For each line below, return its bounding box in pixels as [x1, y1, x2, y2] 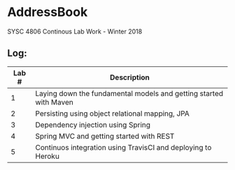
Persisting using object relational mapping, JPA [35, 109, 190, 118]
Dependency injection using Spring [35, 120, 151, 130]
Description [109, 72, 150, 82]
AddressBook [7, 4, 88, 20]
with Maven [35, 97, 73, 107]
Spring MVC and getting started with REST [35, 131, 175, 141]
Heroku [35, 151, 59, 161]
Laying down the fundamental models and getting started [35, 88, 224, 98]
